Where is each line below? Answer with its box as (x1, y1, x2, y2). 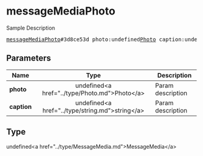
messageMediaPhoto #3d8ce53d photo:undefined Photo (6, 36, 156, 43)
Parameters (6, 53, 51, 63)
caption (9, 102, 32, 111)
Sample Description (6, 24, 56, 31)
